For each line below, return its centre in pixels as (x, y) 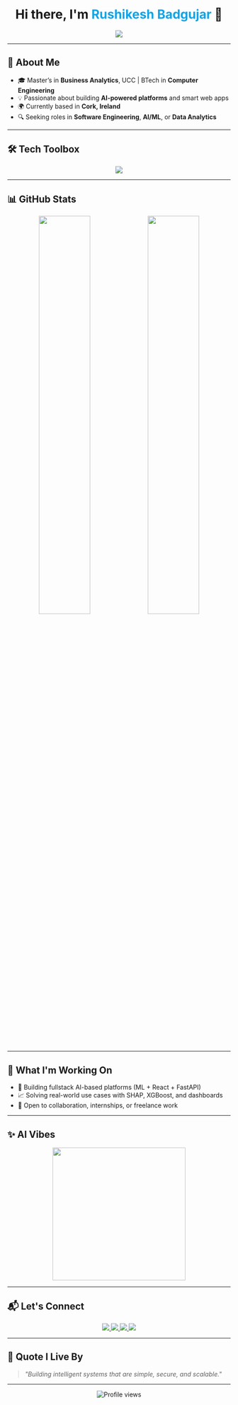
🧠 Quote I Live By (45, 1357)
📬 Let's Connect (46, 1307)
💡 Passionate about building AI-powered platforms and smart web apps (123, 98)
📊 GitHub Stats (42, 199)
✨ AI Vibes (31, 1134)
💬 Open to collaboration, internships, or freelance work (98, 1105)
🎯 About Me (34, 63)
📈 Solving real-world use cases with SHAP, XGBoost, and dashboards (120, 1095)
